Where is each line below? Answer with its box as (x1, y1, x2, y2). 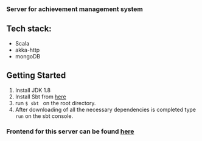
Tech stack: (6, 24, 52, 34)
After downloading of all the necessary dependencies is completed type (15, 106, 197, 113)
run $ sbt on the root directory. (15, 99, 96, 106)
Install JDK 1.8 (15, 86, 50, 94)
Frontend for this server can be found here (6, 127, 134, 136)
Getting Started (6, 70, 66, 81)
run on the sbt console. (15, 112, 74, 120)
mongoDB (15, 52, 41, 60)
